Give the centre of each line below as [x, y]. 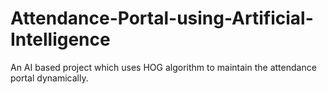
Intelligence [60, 39]
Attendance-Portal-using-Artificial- [162, 18]
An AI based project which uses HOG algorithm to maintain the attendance [163, 67]
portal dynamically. [49, 78]
